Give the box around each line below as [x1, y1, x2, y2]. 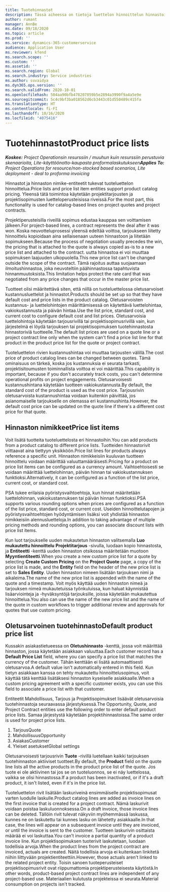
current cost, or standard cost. [5, 479, 69, 486]
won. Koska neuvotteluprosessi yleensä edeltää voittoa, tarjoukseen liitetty [5, 227, 161, 233]
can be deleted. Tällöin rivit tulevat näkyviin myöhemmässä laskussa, [5, 811, 149, 818]
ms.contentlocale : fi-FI [5, 106, 58, 111]
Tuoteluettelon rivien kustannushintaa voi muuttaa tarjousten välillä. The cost [5, 349, 164, 355]
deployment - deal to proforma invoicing [5, 170, 90, 176]
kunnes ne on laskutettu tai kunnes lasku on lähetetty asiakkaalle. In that [5, 817, 155, 823]
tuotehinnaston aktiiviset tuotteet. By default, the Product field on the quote [5, 758, 162, 764]
